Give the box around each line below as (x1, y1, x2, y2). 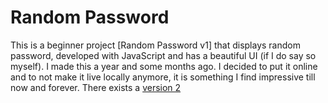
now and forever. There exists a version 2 (10, 81, 182, 93)
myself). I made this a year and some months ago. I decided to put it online (10, 60, 318, 72)
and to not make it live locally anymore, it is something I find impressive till (10, 71, 316, 83)
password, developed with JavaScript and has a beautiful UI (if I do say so (10, 49, 317, 61)
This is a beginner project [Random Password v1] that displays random (10, 39, 301, 51)
